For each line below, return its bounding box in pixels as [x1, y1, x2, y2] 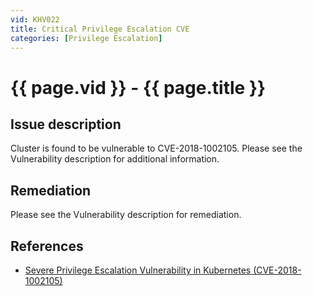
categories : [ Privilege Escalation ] [10, 33, 163, 43]
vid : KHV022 [10, 14, 60, 25]
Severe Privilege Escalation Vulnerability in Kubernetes [24, 264, 252, 276]
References [10, 237, 84, 255]
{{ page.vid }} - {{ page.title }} [10, 76, 267, 99]
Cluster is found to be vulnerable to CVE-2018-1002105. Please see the [10, 142, 303, 155]
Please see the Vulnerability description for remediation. [10, 209, 242, 221]
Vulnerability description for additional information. [10, 153, 220, 165]
